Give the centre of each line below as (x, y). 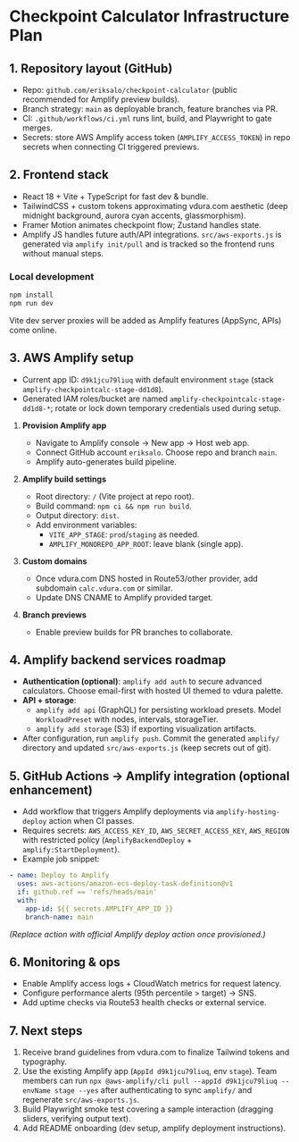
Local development (52, 276)
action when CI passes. (92, 821)
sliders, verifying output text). (76, 1119)
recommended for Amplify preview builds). (101, 99)
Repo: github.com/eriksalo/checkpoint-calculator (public (130, 90)
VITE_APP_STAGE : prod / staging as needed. (124, 534)
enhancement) (51, 789)
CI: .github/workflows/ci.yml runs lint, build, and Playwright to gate (147, 118)
